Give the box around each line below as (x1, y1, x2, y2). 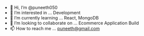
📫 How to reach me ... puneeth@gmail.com (9, 26, 100, 31)
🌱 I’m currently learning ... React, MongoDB (9, 15, 99, 20)
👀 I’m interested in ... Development (9, 10, 81, 16)
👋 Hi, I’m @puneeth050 (9, 5, 58, 10)
